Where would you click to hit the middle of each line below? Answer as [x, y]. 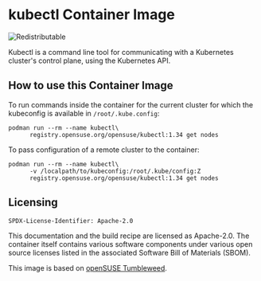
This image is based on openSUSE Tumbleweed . [88, 267]
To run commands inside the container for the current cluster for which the [130, 104]
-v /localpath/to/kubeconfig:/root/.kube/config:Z [115, 171]
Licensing [33, 203]
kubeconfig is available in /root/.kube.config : [84, 113]
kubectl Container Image [92, 15]
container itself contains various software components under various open [130, 244]
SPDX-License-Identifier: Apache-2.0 [71, 221]
